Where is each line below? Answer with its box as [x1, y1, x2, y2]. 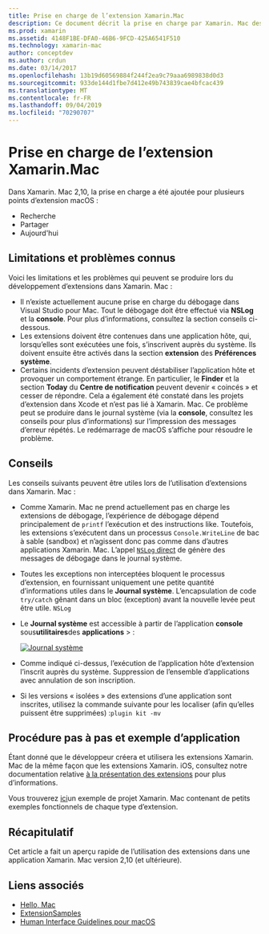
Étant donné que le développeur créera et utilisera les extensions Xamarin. [8, 753, 254, 762]
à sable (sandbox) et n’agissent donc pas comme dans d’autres [19, 536, 229, 546]
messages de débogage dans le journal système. [19, 553, 183, 563]
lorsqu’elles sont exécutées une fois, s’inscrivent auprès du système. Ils [19, 339, 256, 349]
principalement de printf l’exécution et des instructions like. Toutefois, [19, 519, 254, 528]
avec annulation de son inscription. [19, 675, 136, 685]
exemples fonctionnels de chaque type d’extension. [8, 802, 179, 812]
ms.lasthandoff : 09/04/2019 [8, 101, 102, 109]
